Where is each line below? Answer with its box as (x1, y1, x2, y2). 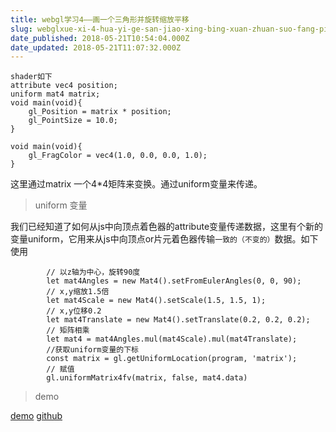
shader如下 (10, 72, 53, 82)
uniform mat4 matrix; (10, 89, 101, 100)
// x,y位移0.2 (46, 306, 102, 316)
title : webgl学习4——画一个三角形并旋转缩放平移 (10, 14, 190, 25)
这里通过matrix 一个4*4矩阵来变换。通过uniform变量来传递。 (10, 178, 263, 190)
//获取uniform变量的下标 (46, 345, 139, 355)
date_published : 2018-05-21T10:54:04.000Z (10, 33, 190, 43)
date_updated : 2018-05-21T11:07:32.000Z (10, 42, 182, 53)
